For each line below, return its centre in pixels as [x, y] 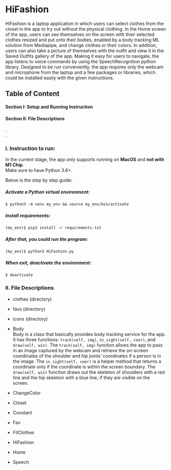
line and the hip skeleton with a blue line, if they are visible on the [81, 377]
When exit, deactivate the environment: [48, 263]
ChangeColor [27, 393]
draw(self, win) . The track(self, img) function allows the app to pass [88, 345]
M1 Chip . [15, 165]
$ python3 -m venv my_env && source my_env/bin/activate [67, 204]
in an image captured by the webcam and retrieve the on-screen [80, 350]
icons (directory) [30, 319]
